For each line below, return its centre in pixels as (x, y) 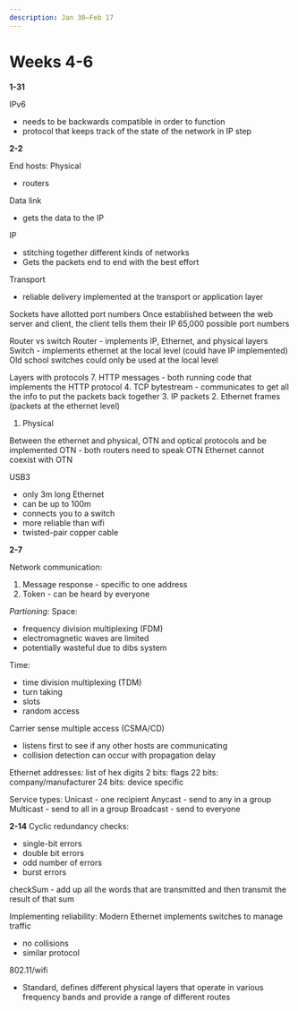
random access (51, 711)
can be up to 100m (56, 503)
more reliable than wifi (63, 523)
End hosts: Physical (46, 166)
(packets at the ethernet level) (65, 406)
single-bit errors (52, 844)
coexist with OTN (41, 459)
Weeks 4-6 (51, 61)
